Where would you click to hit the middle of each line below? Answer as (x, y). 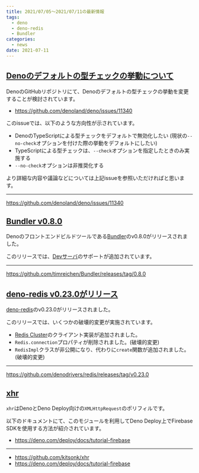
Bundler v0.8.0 (34, 221)
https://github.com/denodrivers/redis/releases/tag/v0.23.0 (78, 374)
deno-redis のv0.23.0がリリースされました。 (60, 310)
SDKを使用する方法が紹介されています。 (55, 428)
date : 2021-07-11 (28, 51)
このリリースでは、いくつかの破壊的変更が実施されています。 (81, 322)
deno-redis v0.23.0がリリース (62, 294)
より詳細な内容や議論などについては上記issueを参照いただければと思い (93, 178)
